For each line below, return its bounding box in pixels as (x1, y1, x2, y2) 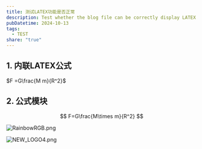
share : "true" (6, 37, 42, 43)
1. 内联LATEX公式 (6, 61, 72, 71)
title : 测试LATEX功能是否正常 (6, 8, 76, 15)
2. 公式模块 (6, 96, 48, 106)
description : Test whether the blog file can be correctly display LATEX (6, 14, 197, 21)
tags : (6, 25, 20, 32)
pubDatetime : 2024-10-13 (6, 20, 69, 26)
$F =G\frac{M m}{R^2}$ (6, 77, 67, 84)
